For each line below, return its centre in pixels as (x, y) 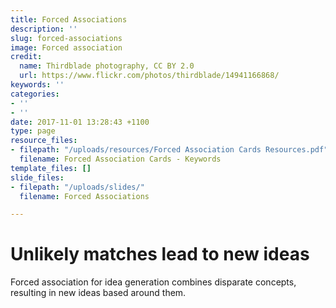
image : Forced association (66, 47)
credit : (26, 57)
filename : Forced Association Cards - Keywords (120, 159)
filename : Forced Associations (84, 196)
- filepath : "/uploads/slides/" (77, 187)
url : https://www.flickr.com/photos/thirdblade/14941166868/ (149, 76)
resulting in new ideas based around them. (98, 293)
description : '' (44, 29)
